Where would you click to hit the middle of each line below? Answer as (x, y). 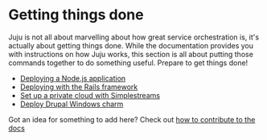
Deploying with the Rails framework (79, 87)
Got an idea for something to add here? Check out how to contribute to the (132, 119)
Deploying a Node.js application (73, 78)
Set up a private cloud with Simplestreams (90, 95)
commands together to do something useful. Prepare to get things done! (128, 63)
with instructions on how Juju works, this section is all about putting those (131, 54)
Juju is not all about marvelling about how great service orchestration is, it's (134, 37)
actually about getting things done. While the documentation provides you (131, 45)
